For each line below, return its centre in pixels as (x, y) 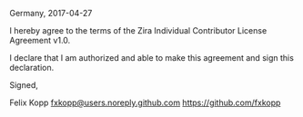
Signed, (24, 85)
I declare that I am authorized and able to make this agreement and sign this (151, 58)
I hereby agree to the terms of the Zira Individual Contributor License (138, 30)
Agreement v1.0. (40, 40)
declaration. (32, 68)
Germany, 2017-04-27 (51, 13)
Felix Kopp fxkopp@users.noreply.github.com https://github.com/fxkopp (145, 102)
